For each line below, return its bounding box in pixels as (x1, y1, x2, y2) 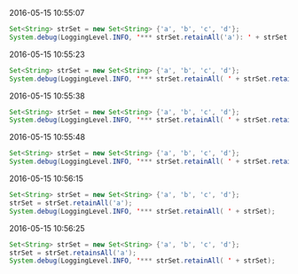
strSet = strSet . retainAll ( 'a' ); (9, 199, 133, 207)
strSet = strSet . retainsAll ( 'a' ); (9, 248, 137, 257)
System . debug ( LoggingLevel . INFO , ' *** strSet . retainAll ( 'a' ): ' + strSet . (9, 33, 292, 42)
